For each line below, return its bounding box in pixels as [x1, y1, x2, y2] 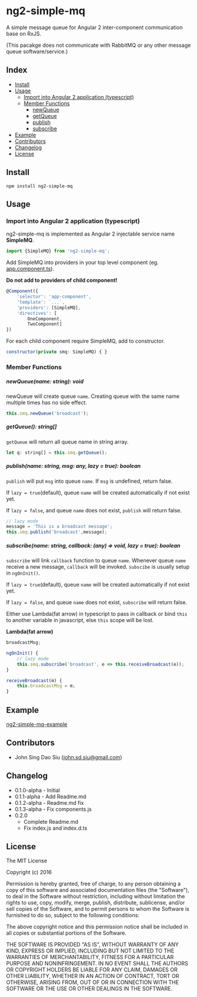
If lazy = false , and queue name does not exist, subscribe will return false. [6, 599, 188, 606]
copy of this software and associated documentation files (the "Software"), [6, 887, 190, 894]
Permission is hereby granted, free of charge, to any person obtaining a [6, 880, 181, 887]
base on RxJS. [6, 30, 42, 37]
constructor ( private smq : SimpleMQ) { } [6, 349, 108, 355]
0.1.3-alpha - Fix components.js [14, 805, 92, 813]
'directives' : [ [17, 310, 58, 316]
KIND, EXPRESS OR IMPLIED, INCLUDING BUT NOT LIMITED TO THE [6, 947, 174, 954]
